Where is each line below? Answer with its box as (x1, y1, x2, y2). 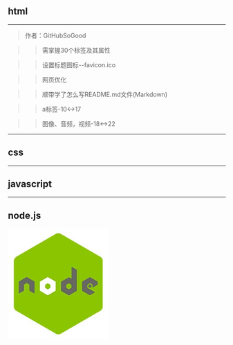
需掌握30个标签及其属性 (41, 46, 111, 54)
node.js (8, 209, 41, 221)
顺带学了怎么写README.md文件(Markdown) (41, 90, 168, 98)
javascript (8, 178, 53, 190)
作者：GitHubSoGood (24, 31, 86, 39)
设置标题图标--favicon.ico (41, 60, 116, 69)
